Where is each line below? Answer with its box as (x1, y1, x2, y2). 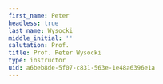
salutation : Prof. (8, 42, 70, 50)
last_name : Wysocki (8, 26, 74, 34)
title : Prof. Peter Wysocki (8, 49, 102, 57)
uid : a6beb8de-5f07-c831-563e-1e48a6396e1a (8, 64, 156, 72)
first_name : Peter (8, 11, 70, 20)
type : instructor (8, 57, 66, 65)
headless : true (8, 19, 59, 27)
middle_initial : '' (8, 34, 74, 42)
